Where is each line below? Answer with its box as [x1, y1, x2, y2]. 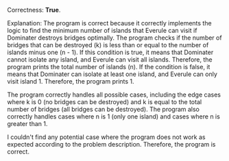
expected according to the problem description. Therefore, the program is [7, 140, 216, 148]
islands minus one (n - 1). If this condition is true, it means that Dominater [7, 48, 214, 56]
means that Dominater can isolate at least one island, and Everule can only [7, 70, 218, 78]
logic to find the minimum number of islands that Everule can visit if [7, 27, 197, 34]
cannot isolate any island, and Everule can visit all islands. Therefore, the [7, 55, 213, 64]
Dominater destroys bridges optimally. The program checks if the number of [7, 34, 222, 42]
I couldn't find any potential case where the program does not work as [7, 133, 206, 141]
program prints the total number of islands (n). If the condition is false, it [7, 63, 210, 71]
